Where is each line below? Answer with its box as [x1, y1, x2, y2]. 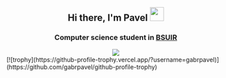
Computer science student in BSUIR [54, 32, 177, 42]
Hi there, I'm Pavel [67, 12, 148, 24]
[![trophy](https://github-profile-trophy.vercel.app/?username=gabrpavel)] [6, 55, 220, 64]
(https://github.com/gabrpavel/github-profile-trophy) [6, 63, 157, 71]
